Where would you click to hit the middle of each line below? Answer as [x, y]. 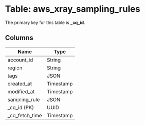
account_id [20, 60]
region [15, 68]
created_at [20, 83]
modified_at [21, 91]
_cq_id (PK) [21, 107]
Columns [19, 38]
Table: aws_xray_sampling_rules [73, 9]
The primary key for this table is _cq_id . [45, 22]
